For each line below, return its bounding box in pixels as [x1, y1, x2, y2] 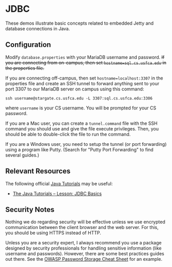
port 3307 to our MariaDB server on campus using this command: [5, 86, 144, 92]
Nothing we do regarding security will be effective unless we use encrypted [5, 219, 165, 225]
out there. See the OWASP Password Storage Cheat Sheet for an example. [5, 256, 163, 262]
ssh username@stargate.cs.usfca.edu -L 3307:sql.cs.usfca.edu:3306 [5, 96, 153, 101]
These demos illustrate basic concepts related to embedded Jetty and [5, 20, 154, 26]
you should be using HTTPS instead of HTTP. [5, 230, 101, 236]
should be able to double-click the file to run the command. [5, 131, 131, 137]
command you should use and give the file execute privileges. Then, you [5, 125, 159, 131]
